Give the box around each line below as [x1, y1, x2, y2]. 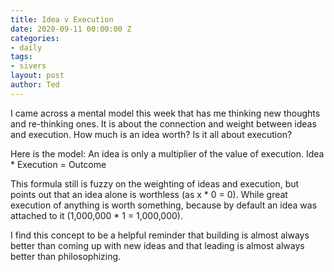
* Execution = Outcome [10, 158, 107, 170]
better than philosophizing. [10, 250, 122, 262]
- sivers [10, 61, 47, 71]
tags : [10, 52, 33, 62]
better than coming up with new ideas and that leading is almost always [10, 239, 305, 251]
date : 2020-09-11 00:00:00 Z [10, 24, 132, 34]
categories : [10, 33, 60, 43]
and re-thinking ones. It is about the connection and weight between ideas [10, 117, 317, 130]
